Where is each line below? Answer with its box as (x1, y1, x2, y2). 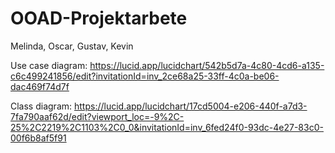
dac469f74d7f (10, 80, 70, 92)
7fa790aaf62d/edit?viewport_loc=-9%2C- (10, 110, 185, 122)
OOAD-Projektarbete (10, 7, 188, 30)
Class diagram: (10, 100, 73, 112)
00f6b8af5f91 (10, 132, 67, 144)
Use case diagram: (10, 59, 88, 71)
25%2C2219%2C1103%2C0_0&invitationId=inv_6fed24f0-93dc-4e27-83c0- (10, 121, 324, 133)
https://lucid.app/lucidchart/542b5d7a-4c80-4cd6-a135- (89, 59, 325, 71)
